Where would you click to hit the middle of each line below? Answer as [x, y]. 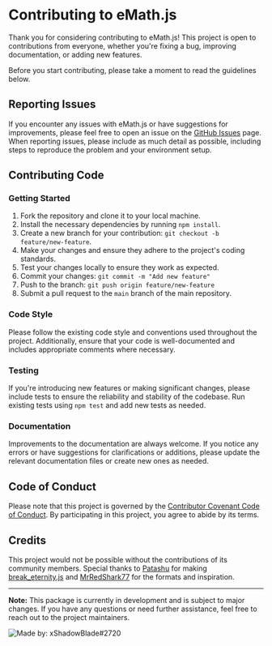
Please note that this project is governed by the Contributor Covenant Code [134, 506]
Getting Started [39, 199]
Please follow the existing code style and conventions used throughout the [133, 332]
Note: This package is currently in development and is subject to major [127, 600]
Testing [23, 370]
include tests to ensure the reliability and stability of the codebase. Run [127, 397]
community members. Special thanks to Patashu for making [108, 568]
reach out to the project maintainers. [69, 617]
